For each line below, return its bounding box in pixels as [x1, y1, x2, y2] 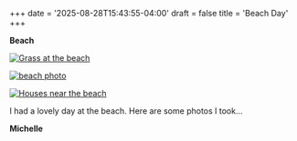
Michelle [9, 123, 44, 134]
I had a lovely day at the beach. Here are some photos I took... [9, 106, 244, 116]
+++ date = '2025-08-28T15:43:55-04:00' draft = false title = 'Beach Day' [9, 8, 289, 18]
